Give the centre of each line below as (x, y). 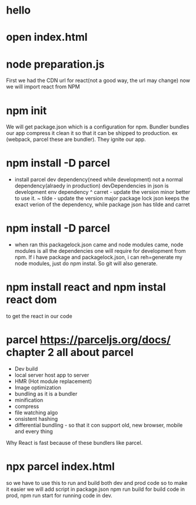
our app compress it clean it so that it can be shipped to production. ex (92, 133)
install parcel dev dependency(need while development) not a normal (99, 180)
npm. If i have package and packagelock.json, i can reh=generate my (98, 258)
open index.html (47, 37)
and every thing (34, 431)
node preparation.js (55, 64)
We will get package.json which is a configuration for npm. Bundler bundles (98, 127)
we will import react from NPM (43, 87)
